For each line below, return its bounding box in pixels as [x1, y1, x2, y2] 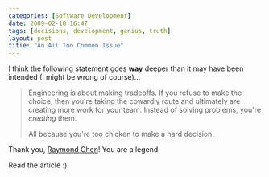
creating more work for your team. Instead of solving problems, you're [27, 105, 262, 115]
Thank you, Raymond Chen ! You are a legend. [8, 145, 161, 154]
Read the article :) [8, 160, 68, 170]
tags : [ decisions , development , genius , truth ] [8, 27, 172, 35]
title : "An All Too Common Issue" [8, 42, 125, 50]
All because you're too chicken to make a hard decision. [27, 130, 215, 139]
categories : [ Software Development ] [8, 11, 131, 20]
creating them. [27, 113, 77, 123]
